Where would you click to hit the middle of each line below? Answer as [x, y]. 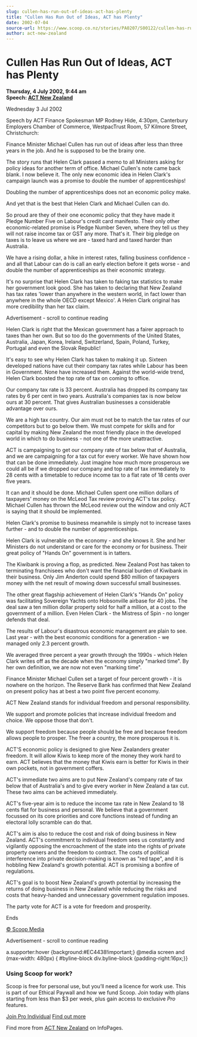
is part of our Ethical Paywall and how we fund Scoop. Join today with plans [98, 993]
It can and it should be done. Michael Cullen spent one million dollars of [92, 493]
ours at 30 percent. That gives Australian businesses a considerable [89, 402]
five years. [19, 481]
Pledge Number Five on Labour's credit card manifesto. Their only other [93, 221]
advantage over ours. [32, 408]
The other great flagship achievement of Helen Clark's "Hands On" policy [95, 594]
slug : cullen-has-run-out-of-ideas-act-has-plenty [69, 11]
